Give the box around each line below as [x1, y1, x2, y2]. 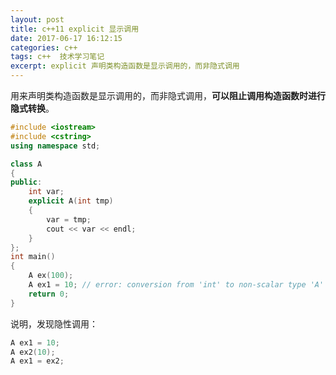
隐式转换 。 [10, 102, 55, 114]
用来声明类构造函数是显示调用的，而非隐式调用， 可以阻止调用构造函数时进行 [10, 90, 326, 101]
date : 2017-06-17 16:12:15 [10, 33, 123, 43]
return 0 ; [28, 289, 70, 299]
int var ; [28, 187, 65, 197]
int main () [10, 252, 56, 262]
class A [10, 159, 43, 169]
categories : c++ [10, 42, 78, 53]
